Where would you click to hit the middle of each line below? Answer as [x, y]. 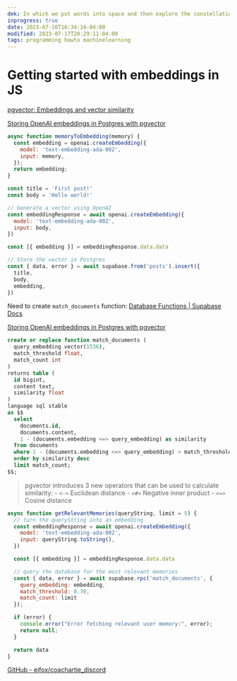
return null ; [39, 630]
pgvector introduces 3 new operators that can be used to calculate [122, 485]
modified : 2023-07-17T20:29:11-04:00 [63, 34]
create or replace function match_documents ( [77, 340]
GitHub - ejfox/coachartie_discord [56, 670]
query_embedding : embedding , [63, 585]
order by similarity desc [52, 459]
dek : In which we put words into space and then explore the [99, 14]
